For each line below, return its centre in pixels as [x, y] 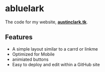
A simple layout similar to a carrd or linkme [55, 49]
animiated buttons [30, 59]
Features [19, 37]
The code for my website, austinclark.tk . [46, 22]
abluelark [25, 9]
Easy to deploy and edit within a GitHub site [56, 64]
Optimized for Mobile [33, 54]
